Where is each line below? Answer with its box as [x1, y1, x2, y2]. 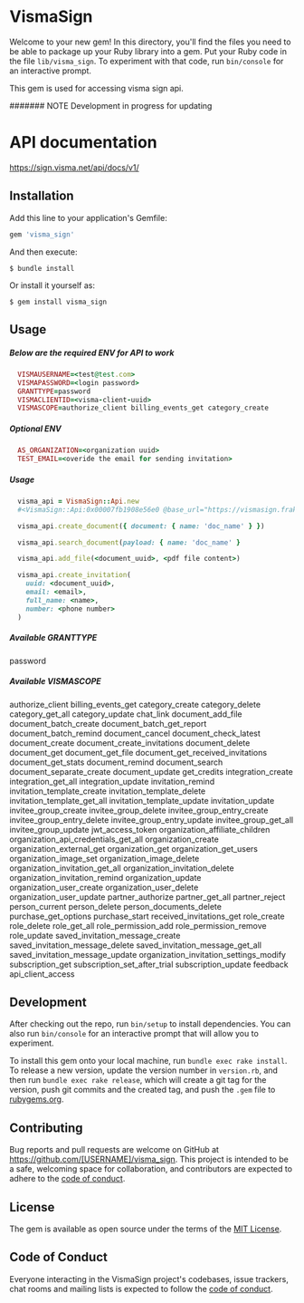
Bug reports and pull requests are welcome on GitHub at [9, 1144, 220, 1155]
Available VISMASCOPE [9, 676, 101, 687]
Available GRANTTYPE [9, 632, 98, 643]
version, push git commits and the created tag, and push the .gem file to [9, 1085, 276, 1095]
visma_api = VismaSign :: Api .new [17, 497, 140, 506]
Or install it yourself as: [9, 279, 95, 291]
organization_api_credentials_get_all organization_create [9, 834, 219, 845]
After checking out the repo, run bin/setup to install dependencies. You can [9, 1018, 291, 1029]
